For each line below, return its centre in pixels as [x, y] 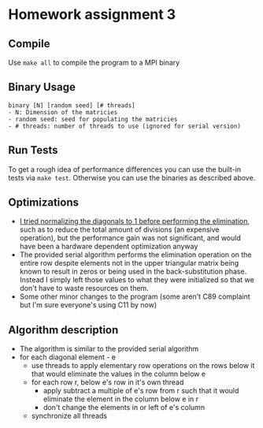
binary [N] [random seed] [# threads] [72, 105]
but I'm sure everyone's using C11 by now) [88, 305]
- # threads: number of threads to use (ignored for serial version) [125, 126]
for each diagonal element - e [68, 357]
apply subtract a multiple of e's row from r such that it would [141, 391]
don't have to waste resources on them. [84, 288]
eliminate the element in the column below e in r [121, 399]
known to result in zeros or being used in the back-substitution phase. [133, 272]
